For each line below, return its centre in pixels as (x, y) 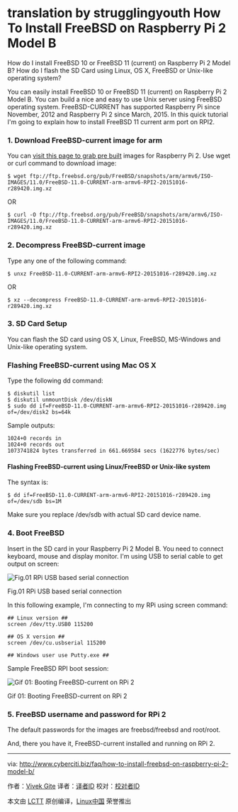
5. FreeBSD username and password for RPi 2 (87, 714)
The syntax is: (28, 482)
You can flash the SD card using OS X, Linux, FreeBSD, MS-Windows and (114, 339)
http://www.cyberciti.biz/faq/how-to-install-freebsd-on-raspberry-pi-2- (124, 764)
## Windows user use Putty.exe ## (58, 655)
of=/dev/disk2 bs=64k (39, 412)
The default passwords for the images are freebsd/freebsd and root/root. (114, 730)
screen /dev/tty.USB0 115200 (50, 624)
